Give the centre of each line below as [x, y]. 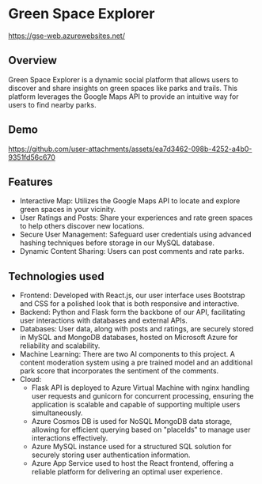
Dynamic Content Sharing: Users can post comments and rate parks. [132, 251]
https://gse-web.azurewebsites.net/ [66, 36]
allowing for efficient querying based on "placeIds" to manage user [141, 430]
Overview [33, 60]
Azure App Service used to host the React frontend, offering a [132, 463]
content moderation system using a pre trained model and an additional [136, 363]
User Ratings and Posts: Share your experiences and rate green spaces [136, 217]
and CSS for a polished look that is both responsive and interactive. [129, 304]
